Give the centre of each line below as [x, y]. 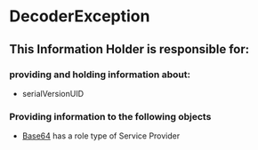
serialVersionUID [53, 93]
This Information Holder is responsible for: [129, 49]
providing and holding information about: [100, 75]
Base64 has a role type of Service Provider [101, 136]
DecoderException [80, 16]
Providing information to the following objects [110, 116]
